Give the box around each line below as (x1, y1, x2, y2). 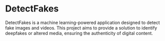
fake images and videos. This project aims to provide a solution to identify (5, 24, 157, 30)
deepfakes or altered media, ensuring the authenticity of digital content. (5, 30, 153, 36)
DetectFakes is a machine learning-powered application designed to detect (5, 19, 160, 25)
